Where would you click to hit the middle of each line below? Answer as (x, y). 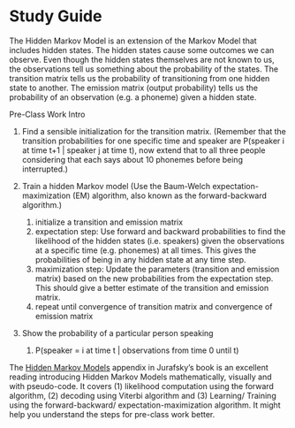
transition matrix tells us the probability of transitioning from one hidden (140, 78)
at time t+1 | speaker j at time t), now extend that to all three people (144, 150)
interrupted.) (45, 169)
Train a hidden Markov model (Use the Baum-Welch (116, 186)
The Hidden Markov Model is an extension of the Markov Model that (133, 41)
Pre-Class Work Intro (47, 114)
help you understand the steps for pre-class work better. (112, 414)
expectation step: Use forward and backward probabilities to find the (160, 231)
